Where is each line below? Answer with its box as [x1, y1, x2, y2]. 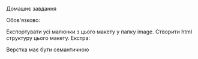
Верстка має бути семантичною [6, 46, 89, 53]
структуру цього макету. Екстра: [6, 35, 91, 41]
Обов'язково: [6, 17, 41, 23]
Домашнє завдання [6, 5, 57, 12]
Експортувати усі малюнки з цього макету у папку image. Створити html [6, 28, 193, 35]
